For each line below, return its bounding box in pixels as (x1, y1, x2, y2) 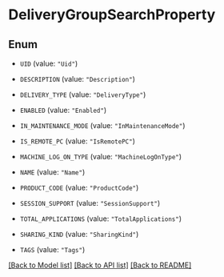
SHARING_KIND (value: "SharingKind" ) (19, 230, 139, 239)
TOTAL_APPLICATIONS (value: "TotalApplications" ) (19, 214, 182, 223)
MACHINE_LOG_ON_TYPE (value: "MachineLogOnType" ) (19, 152, 182, 161)
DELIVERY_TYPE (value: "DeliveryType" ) (19, 90, 146, 99)
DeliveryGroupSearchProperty (8, 6, 216, 24)
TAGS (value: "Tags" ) (19, 245, 86, 254)
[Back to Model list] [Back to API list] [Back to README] (8, 260, 192, 270)
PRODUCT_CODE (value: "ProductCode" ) (19, 183, 139, 192)
